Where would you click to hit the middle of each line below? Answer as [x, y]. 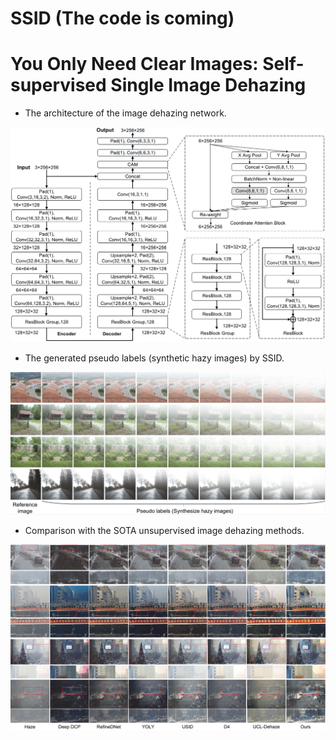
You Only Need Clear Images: [134, 64]
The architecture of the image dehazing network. [125, 113]
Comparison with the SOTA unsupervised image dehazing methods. [164, 531]
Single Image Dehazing [208, 85]
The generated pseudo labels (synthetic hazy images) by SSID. [154, 358]
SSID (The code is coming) [122, 18]
